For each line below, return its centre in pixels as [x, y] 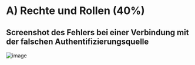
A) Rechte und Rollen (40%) [75, 11]
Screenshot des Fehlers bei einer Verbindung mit [97, 32]
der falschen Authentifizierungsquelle [78, 41]
